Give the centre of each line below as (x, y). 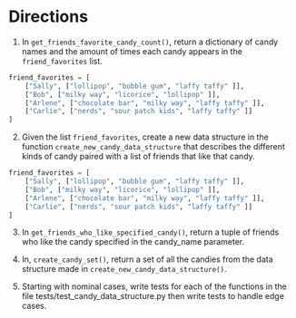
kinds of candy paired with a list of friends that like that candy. (138, 157)
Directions (48, 17)
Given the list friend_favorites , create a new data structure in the (145, 137)
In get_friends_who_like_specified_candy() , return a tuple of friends (150, 232)
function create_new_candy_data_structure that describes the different (153, 147)
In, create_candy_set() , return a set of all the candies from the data (147, 259)
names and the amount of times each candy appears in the (132, 51)
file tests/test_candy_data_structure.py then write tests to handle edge (153, 296)
